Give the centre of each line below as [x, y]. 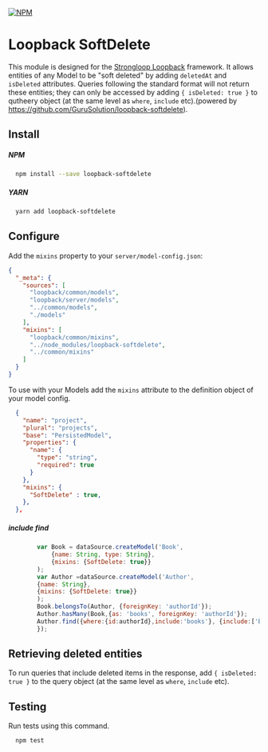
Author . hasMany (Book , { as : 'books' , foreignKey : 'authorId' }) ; [142, 614]
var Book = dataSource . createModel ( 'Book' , [110, 547]
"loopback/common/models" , [74, 293]
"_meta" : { [33, 278]
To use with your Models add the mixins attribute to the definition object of [131, 390]
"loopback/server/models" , [74, 300]
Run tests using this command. [59, 726]
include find [29, 527]
